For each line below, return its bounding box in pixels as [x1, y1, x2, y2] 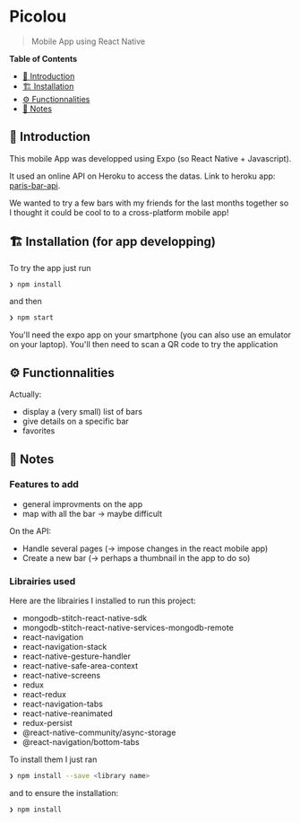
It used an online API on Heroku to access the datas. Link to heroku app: [9, 171, 276, 181]
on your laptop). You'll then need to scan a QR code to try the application [9, 339, 279, 350]
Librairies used [9, 574, 76, 587]
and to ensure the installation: [9, 787, 119, 798]
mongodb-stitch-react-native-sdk [21, 613, 148, 624]
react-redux [21, 689, 67, 700]
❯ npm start [9, 313, 54, 322]
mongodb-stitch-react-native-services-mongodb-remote [21, 622, 235, 634]
